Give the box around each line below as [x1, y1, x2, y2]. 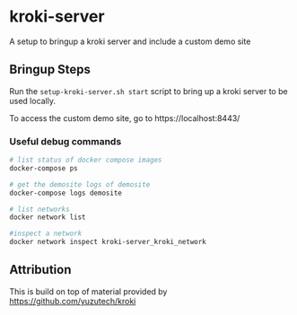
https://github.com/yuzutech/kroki [9, 295, 136, 306]
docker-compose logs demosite [9, 188, 123, 197]
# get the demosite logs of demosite [9, 179, 151, 189]
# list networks [9, 205, 70, 214]
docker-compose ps [9, 163, 78, 172]
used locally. [9, 95, 57, 106]
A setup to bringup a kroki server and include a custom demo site [9, 36, 251, 47]
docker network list [9, 213, 87, 222]
